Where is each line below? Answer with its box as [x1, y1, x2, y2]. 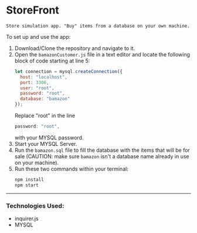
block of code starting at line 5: [14, 57, 90, 64]
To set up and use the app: [6, 33, 71, 40]
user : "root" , [20, 85, 55, 91]
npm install [14, 177, 44, 182]
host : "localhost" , [20, 74, 68, 80]
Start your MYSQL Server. [14, 140, 77, 147]
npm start [14, 182, 39, 188]
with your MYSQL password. [14, 134, 84, 141]
